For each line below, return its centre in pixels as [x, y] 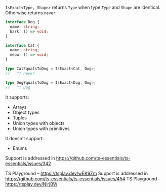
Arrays [19, 107]
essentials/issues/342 [28, 163]
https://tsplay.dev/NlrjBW [31, 184]
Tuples [19, 118]
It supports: [17, 97]
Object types [26, 112]
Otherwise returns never [30, 13]
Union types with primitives [41, 129]
